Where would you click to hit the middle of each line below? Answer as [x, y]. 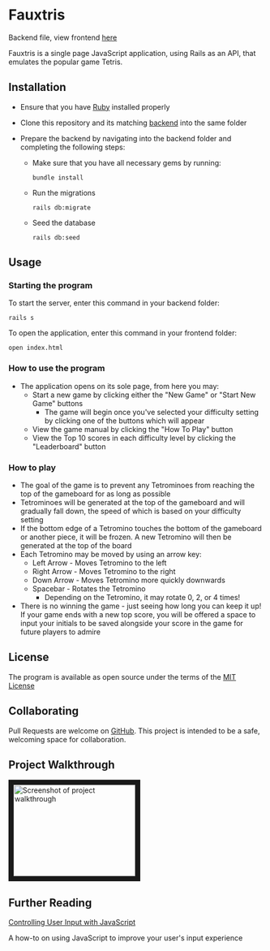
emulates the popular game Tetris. [66, 62]
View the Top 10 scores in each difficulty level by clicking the [134, 438]
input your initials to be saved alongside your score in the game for [131, 624]
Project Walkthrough [62, 765]
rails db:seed [56, 237]
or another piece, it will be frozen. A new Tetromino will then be [126, 537]
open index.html [36, 348]
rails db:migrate [62, 207]
